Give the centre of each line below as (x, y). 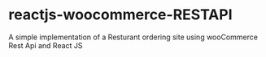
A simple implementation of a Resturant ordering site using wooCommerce (133, 37)
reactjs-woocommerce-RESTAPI (121, 15)
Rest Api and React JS (46, 45)
